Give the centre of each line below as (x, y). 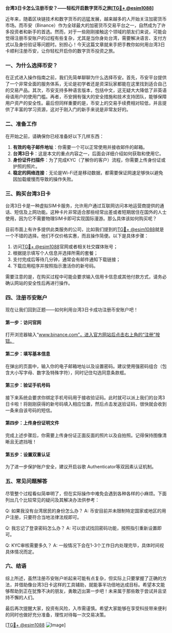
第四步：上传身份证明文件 (32, 423)
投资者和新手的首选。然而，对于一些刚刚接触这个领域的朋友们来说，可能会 (88, 32)
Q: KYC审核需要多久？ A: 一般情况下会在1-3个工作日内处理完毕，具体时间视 (85, 545)
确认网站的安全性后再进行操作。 (39, 283)
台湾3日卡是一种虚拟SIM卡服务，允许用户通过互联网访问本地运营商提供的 (83, 205)
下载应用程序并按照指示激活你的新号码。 (55, 266)
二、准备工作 (21, 124)
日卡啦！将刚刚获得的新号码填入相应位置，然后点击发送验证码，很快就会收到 (86, 404)
